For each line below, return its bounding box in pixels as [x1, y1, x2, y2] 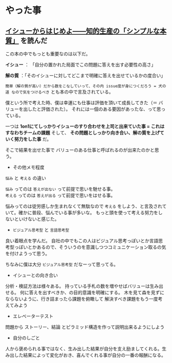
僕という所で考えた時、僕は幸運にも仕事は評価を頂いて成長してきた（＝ [5, 100, 158, 105]
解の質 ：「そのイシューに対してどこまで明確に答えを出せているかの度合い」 [5, 73, 166, 78]
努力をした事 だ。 [14, 136, 52, 142]
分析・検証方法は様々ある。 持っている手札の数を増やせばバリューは [5, 283, 150, 289]
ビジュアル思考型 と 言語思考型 [12, 227, 70, 233]
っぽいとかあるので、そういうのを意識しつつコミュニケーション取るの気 [14, 244, 166, 250]
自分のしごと [12, 335, 40, 341]
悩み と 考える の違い [5, 175, 46, 181]
